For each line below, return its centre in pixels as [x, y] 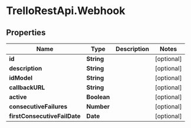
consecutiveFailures [38, 107]
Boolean [98, 97]
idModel [21, 78]
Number [98, 107]
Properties [26, 33]
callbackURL [27, 87]
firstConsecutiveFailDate [45, 116]
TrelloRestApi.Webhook [66, 11]
